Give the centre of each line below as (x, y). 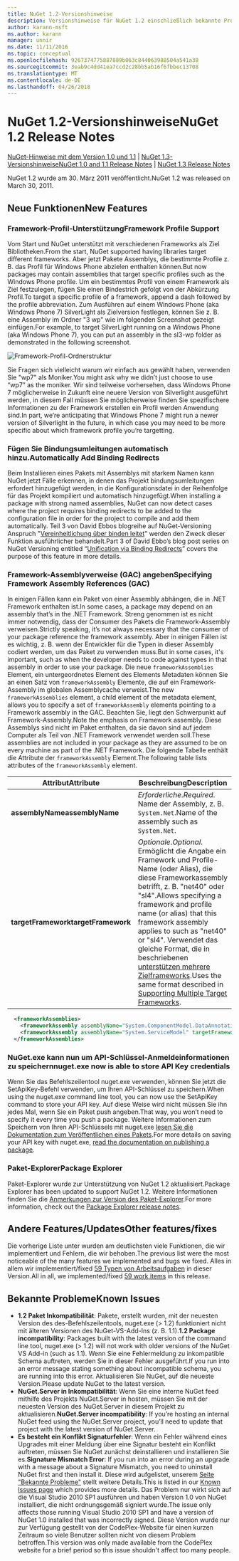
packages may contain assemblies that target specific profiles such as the (116, 274)
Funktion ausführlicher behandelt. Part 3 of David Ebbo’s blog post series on (118, 541)
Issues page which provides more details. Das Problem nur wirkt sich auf (124, 1490)
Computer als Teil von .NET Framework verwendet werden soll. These (109, 735)
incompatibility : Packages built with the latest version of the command (122, 1338)
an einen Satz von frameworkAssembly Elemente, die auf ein (93, 682)
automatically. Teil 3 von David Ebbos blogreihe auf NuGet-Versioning (110, 526)
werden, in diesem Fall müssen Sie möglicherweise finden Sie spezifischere (118, 400)
